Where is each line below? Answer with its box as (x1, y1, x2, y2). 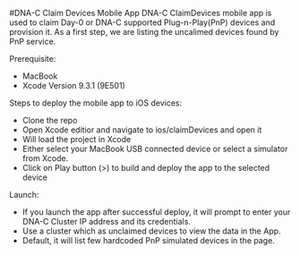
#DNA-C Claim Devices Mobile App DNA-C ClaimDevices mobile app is (9, 8, 272, 18)
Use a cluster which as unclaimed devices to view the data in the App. (21, 225, 281, 236)
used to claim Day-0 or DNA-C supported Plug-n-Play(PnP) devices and (9, 17, 276, 28)
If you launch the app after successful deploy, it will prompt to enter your (21, 207, 291, 217)
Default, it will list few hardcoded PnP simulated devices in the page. (21, 235, 275, 245)
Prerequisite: (9, 54, 56, 64)
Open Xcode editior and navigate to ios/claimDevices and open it (21, 124, 262, 135)
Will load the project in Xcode (21, 134, 132, 144)
